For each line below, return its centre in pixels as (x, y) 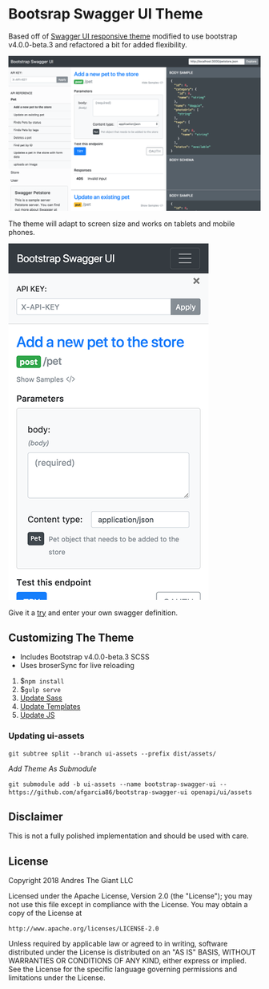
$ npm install (42, 681)
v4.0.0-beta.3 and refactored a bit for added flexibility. (98, 44)
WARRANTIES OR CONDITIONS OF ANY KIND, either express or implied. (127, 961)
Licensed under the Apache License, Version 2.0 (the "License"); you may (130, 896)
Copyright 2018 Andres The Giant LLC (71, 881)
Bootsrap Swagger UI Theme (106, 14)
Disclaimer (36, 817)
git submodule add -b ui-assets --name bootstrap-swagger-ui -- (118, 784)
